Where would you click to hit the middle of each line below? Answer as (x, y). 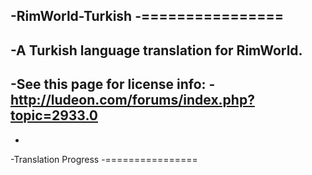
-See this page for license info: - (113, 84)
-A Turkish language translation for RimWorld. (156, 50)
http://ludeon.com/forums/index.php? (132, 100)
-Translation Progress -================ (104, 159)
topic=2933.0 (54, 115)
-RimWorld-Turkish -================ (147, 16)
